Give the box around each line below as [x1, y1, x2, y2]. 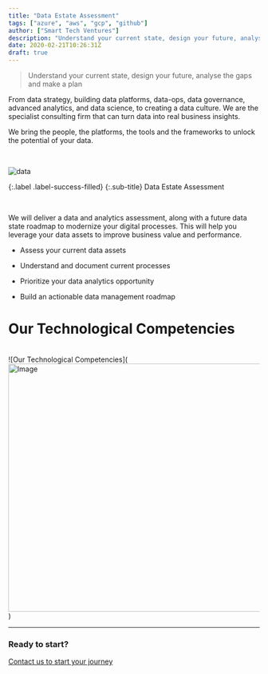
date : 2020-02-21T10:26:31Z [8, 42, 102, 50]
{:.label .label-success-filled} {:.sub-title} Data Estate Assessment [8, 182, 225, 192]
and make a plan [27, 79, 82, 89]
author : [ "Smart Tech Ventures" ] [8, 26, 120, 34]
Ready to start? [8, 638, 69, 649]
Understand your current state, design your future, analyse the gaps [27, 71, 253, 80]
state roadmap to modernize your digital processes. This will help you [8, 221, 237, 231]
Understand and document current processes [19, 261, 171, 270]
